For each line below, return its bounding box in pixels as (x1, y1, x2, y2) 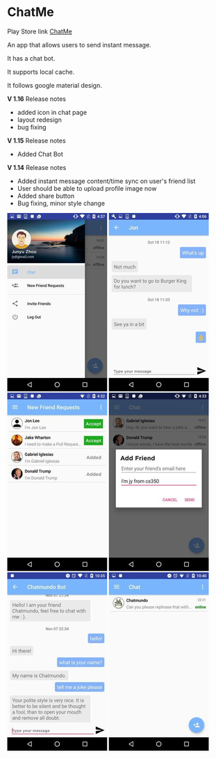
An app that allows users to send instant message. (7, 40, 151, 49)
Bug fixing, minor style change (17, 199, 106, 207)
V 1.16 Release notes (7, 95, 66, 103)
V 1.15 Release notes (7, 136, 66, 145)
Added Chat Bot (17, 150, 64, 158)
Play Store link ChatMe (7, 27, 73, 35)
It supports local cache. (7, 68, 75, 76)
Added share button (17, 191, 75, 200)
